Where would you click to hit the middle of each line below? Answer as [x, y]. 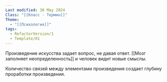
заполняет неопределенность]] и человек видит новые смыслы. [76, 58]
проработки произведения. [35, 74]
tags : [11, 29]
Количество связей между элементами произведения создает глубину [84, 68]
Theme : [12, 19]
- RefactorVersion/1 [32, 34]
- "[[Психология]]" [31, 24]
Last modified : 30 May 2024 [35, 10]
